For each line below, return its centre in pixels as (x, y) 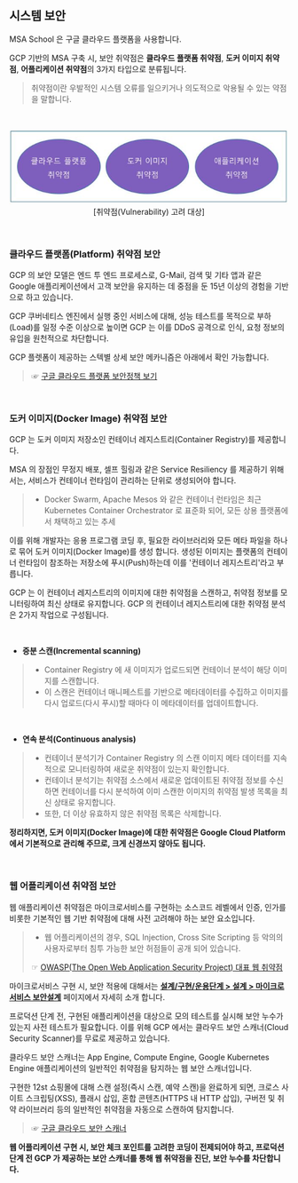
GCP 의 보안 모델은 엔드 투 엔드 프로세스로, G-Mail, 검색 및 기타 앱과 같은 (136, 274)
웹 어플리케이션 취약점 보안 (63, 886)
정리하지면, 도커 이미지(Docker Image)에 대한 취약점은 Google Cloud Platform (148, 832)
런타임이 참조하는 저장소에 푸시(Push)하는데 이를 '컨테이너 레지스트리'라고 (146, 563)
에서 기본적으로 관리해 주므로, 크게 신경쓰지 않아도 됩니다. (108, 844)
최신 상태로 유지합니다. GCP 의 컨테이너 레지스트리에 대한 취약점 (158, 604)
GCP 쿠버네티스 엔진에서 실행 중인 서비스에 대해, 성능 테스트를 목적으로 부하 (141, 316)
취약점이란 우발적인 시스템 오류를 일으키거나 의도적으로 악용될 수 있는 (150, 88)
